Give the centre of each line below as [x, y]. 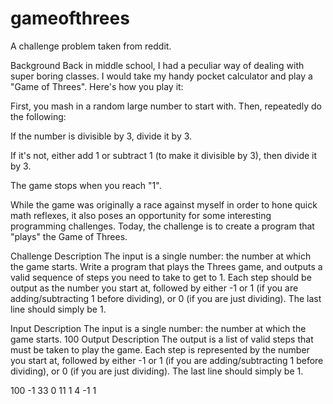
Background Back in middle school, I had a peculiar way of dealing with [157, 65]
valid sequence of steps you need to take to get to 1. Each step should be [161, 277]
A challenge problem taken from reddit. [91, 46]
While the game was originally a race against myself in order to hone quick [164, 204]
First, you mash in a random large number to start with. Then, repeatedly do [166, 106]
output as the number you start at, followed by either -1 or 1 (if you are [154, 288]
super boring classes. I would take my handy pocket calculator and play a [161, 76]
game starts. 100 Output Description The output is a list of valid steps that [162, 339]
